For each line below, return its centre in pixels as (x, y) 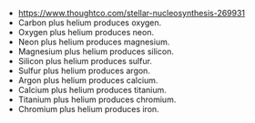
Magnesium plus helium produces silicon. (96, 52)
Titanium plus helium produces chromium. (97, 99)
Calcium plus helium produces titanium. (92, 90)
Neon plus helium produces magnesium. (94, 42)
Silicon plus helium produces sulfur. (85, 61)
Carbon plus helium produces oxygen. (90, 23)
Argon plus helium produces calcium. (88, 80)
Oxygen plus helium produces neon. (86, 32)
